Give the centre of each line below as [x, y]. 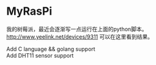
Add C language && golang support [51, 49]
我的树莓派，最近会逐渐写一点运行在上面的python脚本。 [77, 29]
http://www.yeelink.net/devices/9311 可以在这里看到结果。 [80, 36]
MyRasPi [29, 11]
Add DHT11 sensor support [40, 55]
